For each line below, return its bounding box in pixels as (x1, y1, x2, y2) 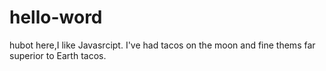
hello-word (9, 6, 103, 29)
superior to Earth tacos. (9, 49, 107, 61)
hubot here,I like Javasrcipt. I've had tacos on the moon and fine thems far (9, 39, 316, 51)
